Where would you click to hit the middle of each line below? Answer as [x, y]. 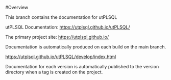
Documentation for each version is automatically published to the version [82, 66]
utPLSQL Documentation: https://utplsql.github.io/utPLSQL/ [68, 27]
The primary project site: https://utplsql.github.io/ [57, 37]
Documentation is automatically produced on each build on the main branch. [86, 47]
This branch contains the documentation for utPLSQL [61, 17]
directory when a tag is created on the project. [54, 72]
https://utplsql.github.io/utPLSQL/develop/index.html [61, 57]
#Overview [17, 7]
